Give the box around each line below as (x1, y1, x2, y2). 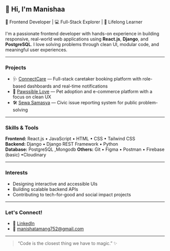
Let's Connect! (5, 208, 42, 216)
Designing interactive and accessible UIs (12, 181, 98, 187)
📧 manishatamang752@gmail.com (12, 226, 84, 232)
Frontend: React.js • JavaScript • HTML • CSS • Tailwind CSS (5, 136, 136, 142)
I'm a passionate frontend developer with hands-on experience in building (5, 30, 159, 36)
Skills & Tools (5, 124, 39, 132)
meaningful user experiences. (5, 47, 67, 53)
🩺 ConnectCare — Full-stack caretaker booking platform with (12, 76, 142, 82)
